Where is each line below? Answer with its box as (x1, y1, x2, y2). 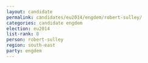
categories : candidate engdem (6, 20, 83, 26)
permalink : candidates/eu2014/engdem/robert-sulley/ (6, 14, 143, 20)
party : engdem (6, 48, 42, 54)
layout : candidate (6, 8, 53, 15)
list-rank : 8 (6, 31, 39, 37)
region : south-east (6, 43, 56, 49)
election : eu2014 (6, 25, 50, 32)
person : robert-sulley (6, 37, 64, 43)
